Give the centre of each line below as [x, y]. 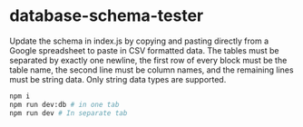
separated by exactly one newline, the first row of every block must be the [148, 60]
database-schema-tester [107, 16]
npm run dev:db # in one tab [64, 104]
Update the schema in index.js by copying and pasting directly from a [139, 41]
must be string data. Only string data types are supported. [118, 79]
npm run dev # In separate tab [68, 113]
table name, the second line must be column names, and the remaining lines [151, 70]
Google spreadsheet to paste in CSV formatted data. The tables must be [144, 50]
